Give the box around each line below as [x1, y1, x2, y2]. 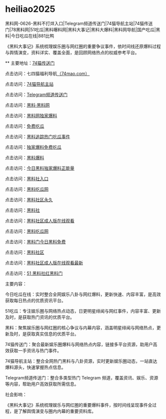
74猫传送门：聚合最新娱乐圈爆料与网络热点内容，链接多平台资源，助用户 [5, 341, 153, 347]
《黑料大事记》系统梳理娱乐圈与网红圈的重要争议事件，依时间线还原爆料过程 [5, 43, 161, 49]
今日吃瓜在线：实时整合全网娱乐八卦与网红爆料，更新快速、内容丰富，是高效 [5, 291, 161, 297]
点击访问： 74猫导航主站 [5, 81, 54, 87]
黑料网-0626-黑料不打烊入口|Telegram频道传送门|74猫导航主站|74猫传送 [5, 20, 153, 26]
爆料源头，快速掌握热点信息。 [5, 364, 66, 370]
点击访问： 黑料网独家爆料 [5, 112, 57, 118]
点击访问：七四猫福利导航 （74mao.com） [5, 70, 90, 76]
